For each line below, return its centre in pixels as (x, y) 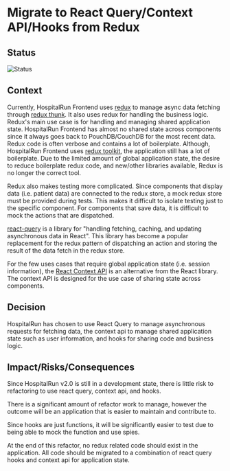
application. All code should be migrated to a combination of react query (110, 453)
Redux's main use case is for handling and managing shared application (109, 122)
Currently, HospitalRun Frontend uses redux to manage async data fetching (114, 107)
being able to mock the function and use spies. (73, 432)
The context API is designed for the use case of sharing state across (104, 278)
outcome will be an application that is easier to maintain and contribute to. (112, 412)
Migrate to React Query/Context (100, 13)
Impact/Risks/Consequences (71, 368)
